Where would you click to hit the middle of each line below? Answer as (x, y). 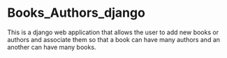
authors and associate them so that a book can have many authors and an (114, 39)
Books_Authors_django (76, 13)
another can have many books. (52, 47)
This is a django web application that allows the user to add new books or (113, 32)
